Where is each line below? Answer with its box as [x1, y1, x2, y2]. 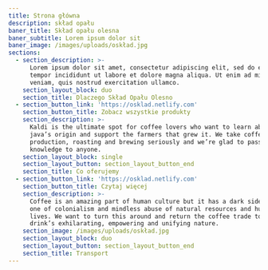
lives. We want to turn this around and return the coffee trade [29, 212, 251, 220]
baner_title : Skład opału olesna [8, 26, 120, 34]
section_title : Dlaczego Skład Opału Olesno [22, 93, 173, 101]
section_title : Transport [22, 249, 109, 257]
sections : [8, 49, 41, 57]
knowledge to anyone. [29, 145, 102, 153]
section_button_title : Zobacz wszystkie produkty [22, 109, 191, 117]
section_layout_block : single [22, 153, 124, 161]
